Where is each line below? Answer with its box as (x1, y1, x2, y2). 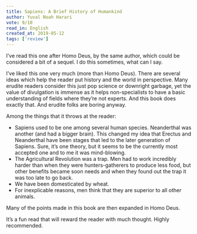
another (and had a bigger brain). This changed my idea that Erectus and (14, 130, 192, 137)
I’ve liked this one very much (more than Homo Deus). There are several (6, 70, 181, 77)
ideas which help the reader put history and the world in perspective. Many (6, 76, 188, 83)
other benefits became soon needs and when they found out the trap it (14, 168, 186, 174)
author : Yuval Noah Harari (6, 14, 72, 20)
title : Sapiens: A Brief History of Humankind (6, 8, 122, 15)
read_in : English (6, 25, 49, 31)
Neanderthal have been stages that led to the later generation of (14, 137, 171, 143)
